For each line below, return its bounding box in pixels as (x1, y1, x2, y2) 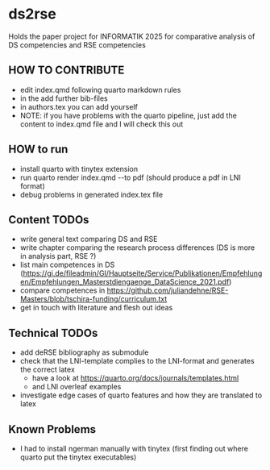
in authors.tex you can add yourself (19, 102, 139, 111)
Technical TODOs (8, 326, 98, 339)
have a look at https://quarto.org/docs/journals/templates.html (31, 373, 239, 383)
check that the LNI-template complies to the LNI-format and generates (19, 356, 255, 366)
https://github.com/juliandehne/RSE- (106, 285, 229, 295)
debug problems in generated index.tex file (19, 189, 164, 199)
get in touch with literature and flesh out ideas (19, 303, 173, 313)
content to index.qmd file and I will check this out (19, 119, 184, 129)
